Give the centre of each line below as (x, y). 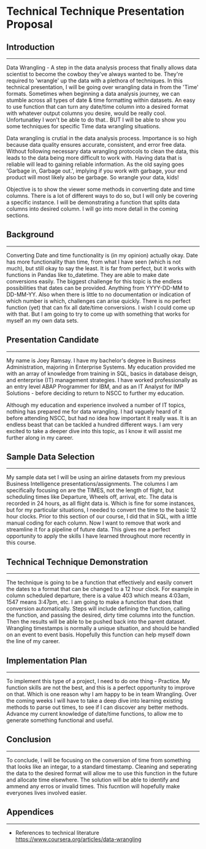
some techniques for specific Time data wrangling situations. (83, 126)
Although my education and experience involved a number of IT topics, (96, 405)
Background (30, 235)
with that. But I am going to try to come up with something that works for (98, 314)
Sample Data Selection (51, 457)
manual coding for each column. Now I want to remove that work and (93, 523)
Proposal (30, 24)
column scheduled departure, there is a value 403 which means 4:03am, (98, 596)
